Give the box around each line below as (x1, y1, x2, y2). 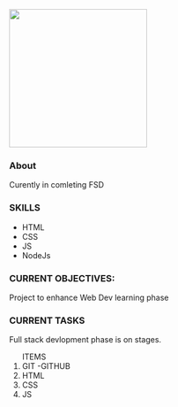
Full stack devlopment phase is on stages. (9, 334, 161, 345)
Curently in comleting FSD (9, 180, 104, 190)
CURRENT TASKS (9, 314, 85, 326)
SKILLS (9, 202, 41, 214)
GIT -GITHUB (21, 361, 70, 372)
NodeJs (21, 250, 51, 260)
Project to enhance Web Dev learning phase (9, 292, 169, 303)
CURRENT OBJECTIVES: (9, 272, 115, 284)
